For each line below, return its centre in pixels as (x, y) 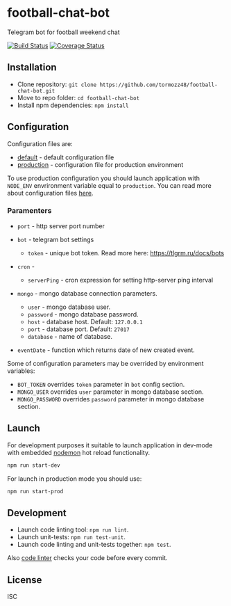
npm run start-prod (35, 491)
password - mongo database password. (83, 314)
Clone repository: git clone (57, 84)
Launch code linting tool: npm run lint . (73, 529)
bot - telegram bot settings (55, 239)
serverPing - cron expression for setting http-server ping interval (120, 280)
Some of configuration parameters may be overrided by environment (105, 363)
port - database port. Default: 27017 (78, 329)
